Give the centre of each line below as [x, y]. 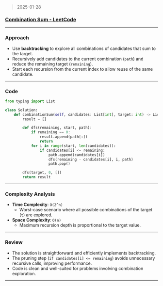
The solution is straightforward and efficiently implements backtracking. [84, 253]
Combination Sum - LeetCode [41, 19]
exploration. [24, 273]
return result [37, 177]
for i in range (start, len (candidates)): [73, 146]
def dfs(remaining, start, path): [57, 128]
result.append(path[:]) [64, 137]
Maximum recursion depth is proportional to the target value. [80, 225]
